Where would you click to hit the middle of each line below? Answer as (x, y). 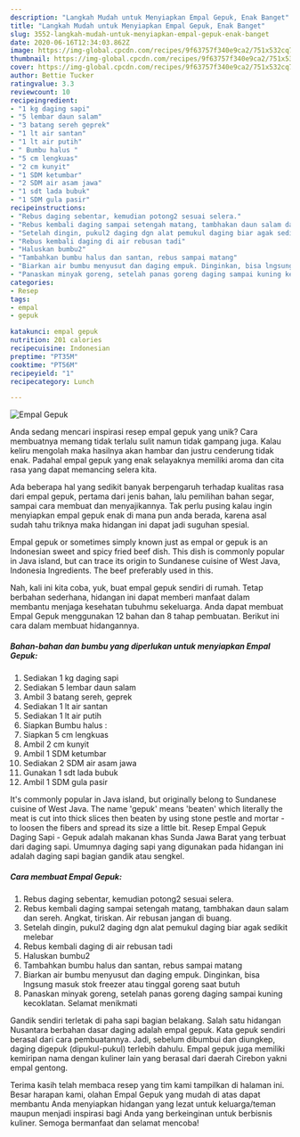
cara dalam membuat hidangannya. (75, 626)
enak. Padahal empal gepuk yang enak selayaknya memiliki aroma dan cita (147, 461)
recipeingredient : (44, 100)
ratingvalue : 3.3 (42, 84)
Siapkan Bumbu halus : (65, 725)
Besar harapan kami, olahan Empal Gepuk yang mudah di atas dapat (135, 1095)
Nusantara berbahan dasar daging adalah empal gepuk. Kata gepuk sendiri (148, 1030)
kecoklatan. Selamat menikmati (80, 1003)
